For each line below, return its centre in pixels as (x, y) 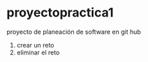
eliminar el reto (38, 52)
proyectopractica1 (60, 13)
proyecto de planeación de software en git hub (74, 32)
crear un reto (35, 45)
